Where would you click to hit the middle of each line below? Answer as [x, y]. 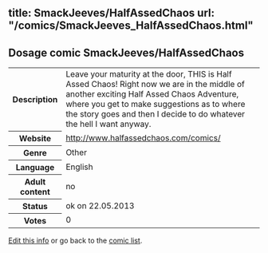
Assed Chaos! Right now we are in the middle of [155, 85]
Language [35, 167]
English [79, 167]
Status [35, 206]
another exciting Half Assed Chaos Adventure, [152, 94]
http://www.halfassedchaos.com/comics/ [143, 137]
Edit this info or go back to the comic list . [75, 240]
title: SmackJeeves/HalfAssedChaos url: [112, 13]
